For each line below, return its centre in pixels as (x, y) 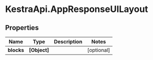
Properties (22, 28)
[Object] (39, 50)
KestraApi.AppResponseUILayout (77, 9)
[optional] (99, 50)
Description (68, 42)
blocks (16, 50)
